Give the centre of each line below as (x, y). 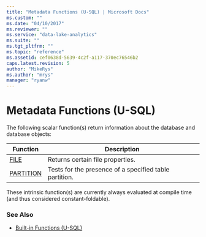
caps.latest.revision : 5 (38, 63)
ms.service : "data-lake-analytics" (52, 35)
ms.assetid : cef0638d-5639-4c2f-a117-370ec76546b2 (72, 58)
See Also (20, 214)
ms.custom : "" (25, 18)
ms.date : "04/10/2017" (35, 23)
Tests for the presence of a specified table (109, 170)
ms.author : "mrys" (30, 75)
